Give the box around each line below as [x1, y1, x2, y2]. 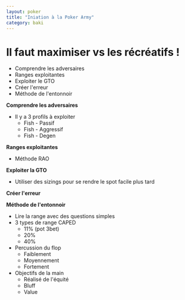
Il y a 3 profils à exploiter [14, 113, 76, 121]
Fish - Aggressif [23, 126, 64, 133]
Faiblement [23, 251, 52, 258]
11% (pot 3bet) [23, 225, 59, 232]
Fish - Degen [23, 132, 56, 140]
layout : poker [6, 8, 42, 15]
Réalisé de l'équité [23, 276, 69, 283]
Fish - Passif [23, 119, 55, 127]
